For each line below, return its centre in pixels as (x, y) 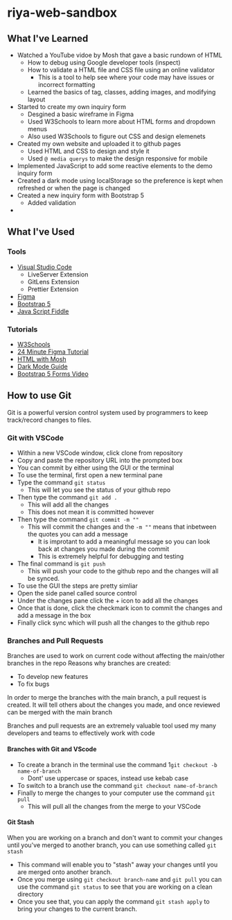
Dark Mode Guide (42, 366)
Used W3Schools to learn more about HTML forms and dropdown (122, 122)
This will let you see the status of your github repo (99, 490)
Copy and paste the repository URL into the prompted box (100, 461)
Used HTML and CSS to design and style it (89, 151)
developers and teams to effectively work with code (81, 733)
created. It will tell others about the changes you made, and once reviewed (114, 705)
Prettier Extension (53, 289)
